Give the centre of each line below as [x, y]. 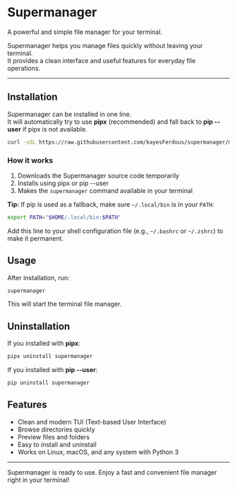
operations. [24, 68]
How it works [30, 160]
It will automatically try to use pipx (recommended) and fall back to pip [110, 122]
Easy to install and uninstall [57, 444]
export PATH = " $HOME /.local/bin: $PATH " [64, 217]
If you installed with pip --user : [53, 370]
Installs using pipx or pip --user [63, 183]
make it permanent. [36, 238]
